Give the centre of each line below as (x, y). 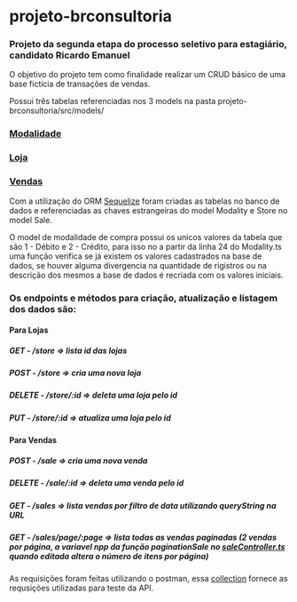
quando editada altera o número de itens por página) (109, 556)
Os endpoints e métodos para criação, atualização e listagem (143, 298)
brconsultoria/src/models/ (57, 111)
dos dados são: (43, 309)
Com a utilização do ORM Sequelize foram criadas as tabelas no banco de (145, 201)
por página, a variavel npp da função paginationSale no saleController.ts (147, 546)
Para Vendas (33, 440)
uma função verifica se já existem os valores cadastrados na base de (136, 256)
